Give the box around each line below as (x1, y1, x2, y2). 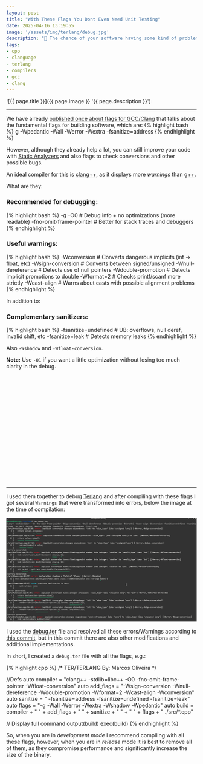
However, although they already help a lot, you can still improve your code (6, 146, 191, 154)
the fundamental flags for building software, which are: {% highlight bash (6, 121, 188, 129)
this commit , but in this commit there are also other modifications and (6, 634, 179, 641)
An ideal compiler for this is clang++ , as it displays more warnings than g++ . (6, 171, 196, 178)
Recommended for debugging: (6, 198, 98, 206)
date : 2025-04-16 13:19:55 (6, 22, 74, 29)
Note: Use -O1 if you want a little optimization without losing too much (6, 356, 180, 363)
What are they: (6, 183, 43, 190)
